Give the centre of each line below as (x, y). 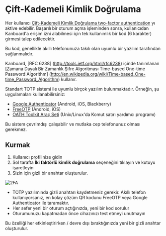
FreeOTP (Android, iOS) (37, 109)
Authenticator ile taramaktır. (41, 203)
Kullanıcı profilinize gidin (37, 157)
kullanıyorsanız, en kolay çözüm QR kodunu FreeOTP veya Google (80, 197)
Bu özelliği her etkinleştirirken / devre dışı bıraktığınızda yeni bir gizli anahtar (83, 223)
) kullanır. (67, 79)
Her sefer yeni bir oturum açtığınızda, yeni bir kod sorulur (71, 208)
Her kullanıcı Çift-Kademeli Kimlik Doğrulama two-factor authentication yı (80, 23)
